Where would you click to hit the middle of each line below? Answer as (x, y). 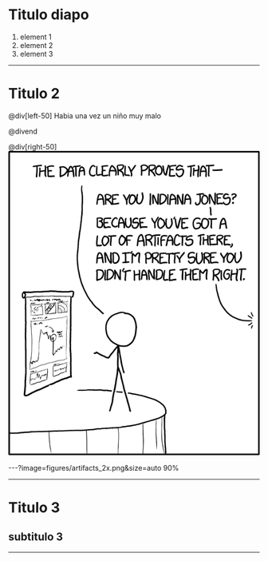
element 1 (35, 37)
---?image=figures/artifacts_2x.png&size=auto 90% (94, 467)
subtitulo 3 (36, 537)
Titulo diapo (49, 15)
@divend (23, 131)
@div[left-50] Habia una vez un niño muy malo (85, 115)
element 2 (36, 45)
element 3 (36, 54)
